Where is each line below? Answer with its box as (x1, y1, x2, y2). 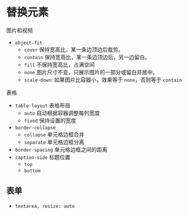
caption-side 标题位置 (14, 153, 70, 161)
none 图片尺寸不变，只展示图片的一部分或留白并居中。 (23, 68, 158, 75)
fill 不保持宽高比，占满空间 (23, 61, 95, 68)
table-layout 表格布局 (14, 101, 70, 109)
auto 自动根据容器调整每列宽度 (23, 109, 101, 117)
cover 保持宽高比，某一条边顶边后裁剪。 (23, 46, 124, 53)
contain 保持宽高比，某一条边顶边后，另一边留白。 (23, 53, 151, 60)
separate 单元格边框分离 (23, 138, 84, 146)
